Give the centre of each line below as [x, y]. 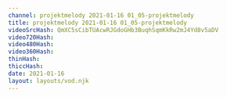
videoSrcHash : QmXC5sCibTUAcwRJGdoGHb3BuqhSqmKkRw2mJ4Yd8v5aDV [113, 30]
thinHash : [24, 59]
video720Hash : [31, 37]
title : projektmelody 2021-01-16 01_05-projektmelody [98, 23]
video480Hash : [31, 45]
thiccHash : [26, 66]
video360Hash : [31, 52]
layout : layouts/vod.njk [49, 81]
